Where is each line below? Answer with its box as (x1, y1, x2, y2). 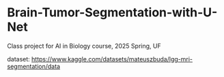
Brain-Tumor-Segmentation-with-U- (7, 5, 218, 20)
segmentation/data (7, 62, 60, 70)
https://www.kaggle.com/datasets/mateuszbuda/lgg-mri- (31, 55, 193, 63)
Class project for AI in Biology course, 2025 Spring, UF (7, 42, 162, 50)
